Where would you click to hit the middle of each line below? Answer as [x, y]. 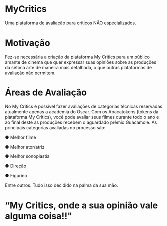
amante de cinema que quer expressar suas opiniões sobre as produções [81, 62]
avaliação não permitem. [30, 73]
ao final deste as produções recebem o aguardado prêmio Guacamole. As [81, 122]
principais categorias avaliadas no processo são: [55, 127]
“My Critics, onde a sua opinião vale [82, 205]
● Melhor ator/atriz [25, 147]
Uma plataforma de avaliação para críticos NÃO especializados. [71, 23]
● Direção [16, 166]
